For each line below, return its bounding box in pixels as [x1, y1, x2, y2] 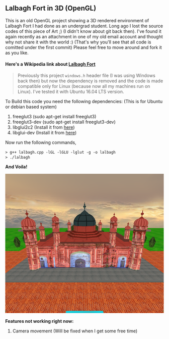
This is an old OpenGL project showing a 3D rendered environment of [5, 17, 149, 23]
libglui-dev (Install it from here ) [12, 130, 77, 136]
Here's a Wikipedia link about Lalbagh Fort [5, 61, 96, 67]
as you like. [5, 50, 29, 56]
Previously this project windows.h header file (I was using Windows [17, 73, 156, 79]
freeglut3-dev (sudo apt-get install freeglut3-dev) [12, 119, 116, 125]
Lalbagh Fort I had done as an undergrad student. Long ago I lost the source [5, 23, 163, 29]
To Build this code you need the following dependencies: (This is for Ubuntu [5, 99, 162, 105]
